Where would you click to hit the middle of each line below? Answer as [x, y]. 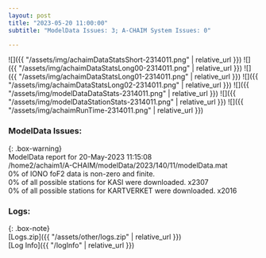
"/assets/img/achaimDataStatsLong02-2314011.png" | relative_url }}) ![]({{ [129, 85]
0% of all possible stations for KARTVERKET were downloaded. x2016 [123, 191]
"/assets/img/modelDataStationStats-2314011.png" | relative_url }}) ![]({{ [126, 102]
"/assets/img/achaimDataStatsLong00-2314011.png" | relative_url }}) [131, 68]
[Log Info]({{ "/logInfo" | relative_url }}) [71, 245]
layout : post [30, 15]
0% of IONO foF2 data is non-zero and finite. [82, 173]
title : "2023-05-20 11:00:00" [58, 23]
